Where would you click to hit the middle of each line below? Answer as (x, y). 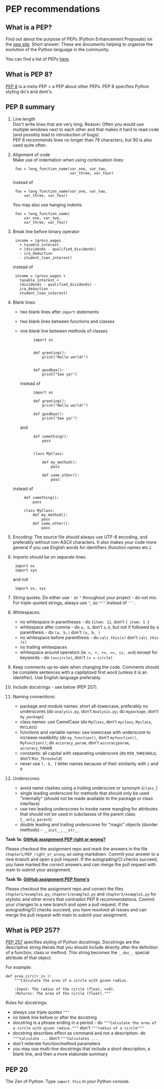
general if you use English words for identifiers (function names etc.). (82, 547)
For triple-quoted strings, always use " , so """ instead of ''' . (74, 603)
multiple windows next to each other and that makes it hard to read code (86, 129)
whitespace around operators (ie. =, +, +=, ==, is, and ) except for (89, 652)
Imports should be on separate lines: (49, 557)
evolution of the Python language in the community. (58, 49)
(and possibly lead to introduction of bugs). (56, 134)
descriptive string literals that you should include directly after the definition (82, 947)
